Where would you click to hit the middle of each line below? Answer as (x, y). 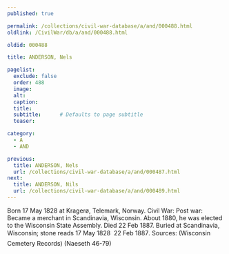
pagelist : (21, 70)
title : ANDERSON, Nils (46, 185)
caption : (26, 102)
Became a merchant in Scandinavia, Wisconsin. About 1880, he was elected (115, 217)
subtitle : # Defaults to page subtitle (78, 115)
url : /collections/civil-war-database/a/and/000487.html (97, 172)
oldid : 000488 (28, 45)
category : (21, 134)
